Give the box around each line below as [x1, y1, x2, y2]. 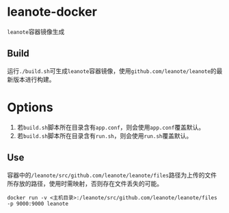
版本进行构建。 [12, 75, 55, 83]
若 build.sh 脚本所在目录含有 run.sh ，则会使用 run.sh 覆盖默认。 [16, 131, 193, 140]
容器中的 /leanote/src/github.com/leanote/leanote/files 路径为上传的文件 [7, 171, 217, 179]
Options [7, 100, 53, 115]
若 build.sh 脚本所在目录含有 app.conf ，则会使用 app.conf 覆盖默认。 [16, 123, 205, 131]
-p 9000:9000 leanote [7, 200, 69, 207]
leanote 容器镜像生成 [7, 27, 65, 35]
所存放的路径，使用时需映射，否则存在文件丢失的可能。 [7, 179, 163, 188]
